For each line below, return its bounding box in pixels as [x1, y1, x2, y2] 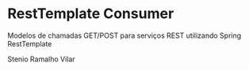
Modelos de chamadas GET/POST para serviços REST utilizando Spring [7, 31, 242, 40]
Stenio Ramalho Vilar [7, 54, 76, 64]
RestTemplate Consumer [7, 5, 174, 23]
